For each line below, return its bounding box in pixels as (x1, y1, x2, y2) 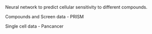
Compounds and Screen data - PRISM (5, 14, 84, 19)
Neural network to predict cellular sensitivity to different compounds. (5, 4, 148, 10)
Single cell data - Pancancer (5, 23, 64, 29)
